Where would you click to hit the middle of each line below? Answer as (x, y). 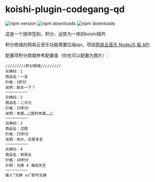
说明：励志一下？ (20, 87)
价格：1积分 (16, 82)
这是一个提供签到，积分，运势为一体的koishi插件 (56, 33)
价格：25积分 (17, 134)
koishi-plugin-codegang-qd (65, 9)
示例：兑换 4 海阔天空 (26, 165)
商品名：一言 (17, 77)
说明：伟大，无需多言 (24, 139)
